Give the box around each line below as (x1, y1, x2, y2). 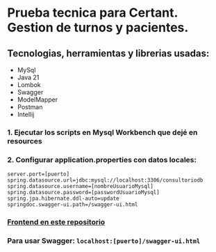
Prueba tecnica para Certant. (7, 5, 178, 21)
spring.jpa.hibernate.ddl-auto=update (7, 195, 119, 203)
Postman (17, 103, 43, 111)
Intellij (17, 110, 35, 118)
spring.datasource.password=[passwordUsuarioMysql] (7, 189, 160, 196)
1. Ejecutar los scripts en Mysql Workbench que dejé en (7, 127, 198, 137)
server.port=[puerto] (7, 171, 70, 178)
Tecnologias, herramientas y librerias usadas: (7, 47, 210, 59)
